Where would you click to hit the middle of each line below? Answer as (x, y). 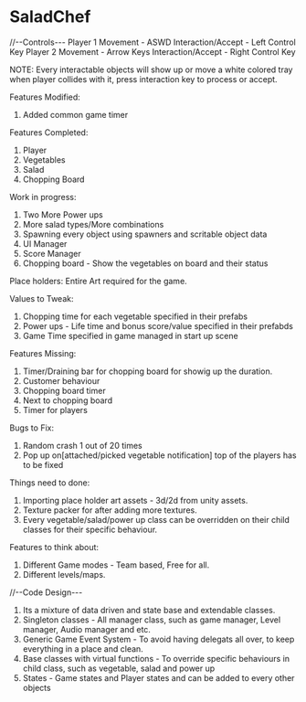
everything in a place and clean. (83, 649)
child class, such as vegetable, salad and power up (119, 668)
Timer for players (55, 409)
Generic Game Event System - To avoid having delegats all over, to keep (158, 639)
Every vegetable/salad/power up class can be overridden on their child (156, 519)
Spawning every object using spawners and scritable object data (145, 234)
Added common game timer (75, 114)
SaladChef (50, 17)
